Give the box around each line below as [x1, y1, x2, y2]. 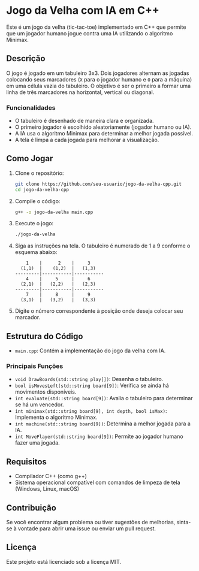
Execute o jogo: [14, 220, 54, 227]
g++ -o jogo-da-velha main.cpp [14, 209, 94, 215]
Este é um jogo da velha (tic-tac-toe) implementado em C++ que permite [6, 23, 186, 31]
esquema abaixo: [14, 249, 58, 256]
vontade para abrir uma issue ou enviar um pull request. [17, 525, 156, 532]
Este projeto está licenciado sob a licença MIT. [6, 558, 122, 565]
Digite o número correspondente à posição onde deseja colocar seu [14, 307, 183, 315]
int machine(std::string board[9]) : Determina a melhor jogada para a [14, 420, 191, 427]
